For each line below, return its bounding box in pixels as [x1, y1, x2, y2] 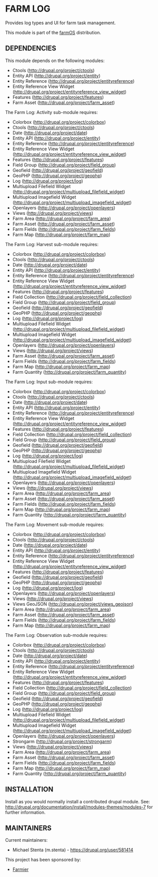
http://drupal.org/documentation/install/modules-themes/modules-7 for [5, 804, 153, 810]
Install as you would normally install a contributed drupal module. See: [5, 798, 150, 804]
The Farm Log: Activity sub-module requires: [5, 109, 98, 115]
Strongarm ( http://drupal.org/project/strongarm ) [12, 738, 112, 744]
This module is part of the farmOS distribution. [5, 29, 101, 35]
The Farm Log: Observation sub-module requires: [5, 632, 108, 638]
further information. [5, 809, 46, 815]
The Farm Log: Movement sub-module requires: [5, 521, 104, 528]
